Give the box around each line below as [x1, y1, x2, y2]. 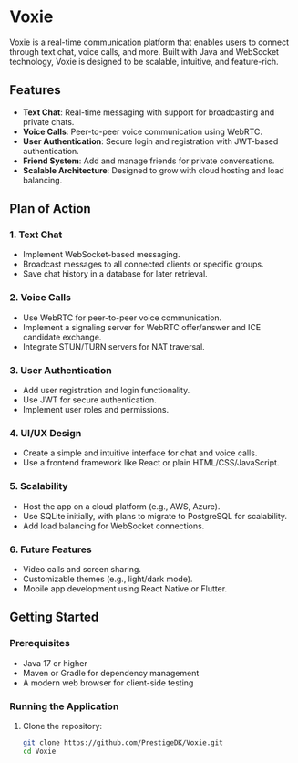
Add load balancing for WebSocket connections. [22, 520, 205, 531]
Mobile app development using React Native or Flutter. [22, 582, 228, 594]
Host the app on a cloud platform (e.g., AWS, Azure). [22, 500, 221, 512]
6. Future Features [9, 543, 93, 556]
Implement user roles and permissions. [22, 404, 170, 415]
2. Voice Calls [9, 291, 71, 304]
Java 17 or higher [22, 657, 88, 668]
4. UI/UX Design [9, 426, 82, 439]
